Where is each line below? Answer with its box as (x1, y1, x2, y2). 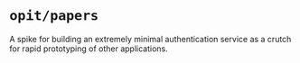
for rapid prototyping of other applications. (9, 43, 169, 54)
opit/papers (9, 7, 99, 24)
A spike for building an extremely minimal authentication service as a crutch (9, 33, 292, 44)
